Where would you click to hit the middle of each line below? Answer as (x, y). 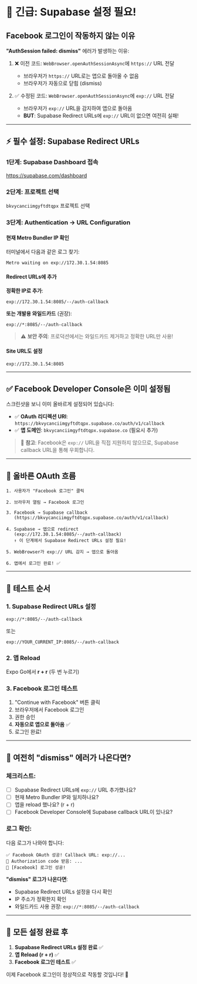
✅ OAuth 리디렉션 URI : (41, 417)
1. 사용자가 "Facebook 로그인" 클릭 (45, 491)
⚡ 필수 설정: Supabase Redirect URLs (73, 142)
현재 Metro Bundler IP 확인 (38, 237)
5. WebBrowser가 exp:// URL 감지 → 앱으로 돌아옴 (62, 552)
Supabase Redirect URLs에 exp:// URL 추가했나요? (75, 790)
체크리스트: (21, 776)
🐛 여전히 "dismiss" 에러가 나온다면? (69, 758)
